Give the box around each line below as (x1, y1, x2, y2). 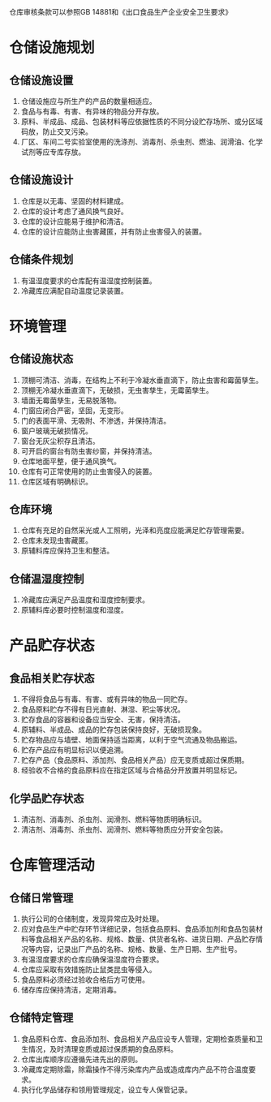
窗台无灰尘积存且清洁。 (20, 436, 100, 446)
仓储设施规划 (9, 39, 96, 57)
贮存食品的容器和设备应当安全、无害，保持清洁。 (20, 715, 185, 725)
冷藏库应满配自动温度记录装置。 (20, 286, 128, 295)
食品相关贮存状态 (9, 671, 95, 685)
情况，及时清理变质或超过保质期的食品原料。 (28, 1044, 178, 1053)
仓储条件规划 (9, 252, 74, 266)
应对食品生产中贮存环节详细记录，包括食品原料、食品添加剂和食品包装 (20, 924, 256, 934)
